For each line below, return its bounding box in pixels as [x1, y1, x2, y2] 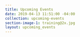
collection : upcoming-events [5, 16, 64, 21]
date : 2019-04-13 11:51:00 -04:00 [5, 12, 76, 16]
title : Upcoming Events [5, 7, 54, 12]
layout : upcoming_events [5, 25, 56, 30]
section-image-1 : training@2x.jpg [5, 20, 76, 25]
